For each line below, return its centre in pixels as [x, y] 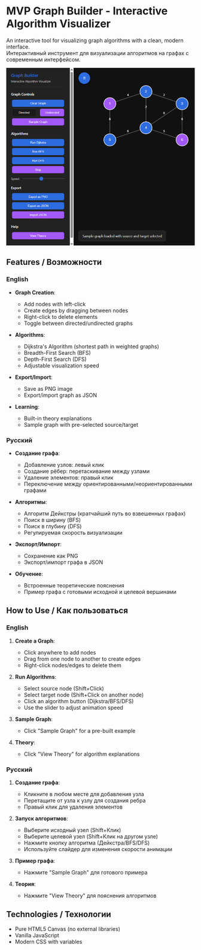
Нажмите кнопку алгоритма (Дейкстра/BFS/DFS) [87, 843]
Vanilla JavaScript [37, 935]
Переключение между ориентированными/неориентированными [108, 484]
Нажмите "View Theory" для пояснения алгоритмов [90, 896]
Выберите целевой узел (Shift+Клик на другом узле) [91, 837]
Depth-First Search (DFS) [55, 359]
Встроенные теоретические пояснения [74, 586]
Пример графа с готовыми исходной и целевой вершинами [100, 592]
